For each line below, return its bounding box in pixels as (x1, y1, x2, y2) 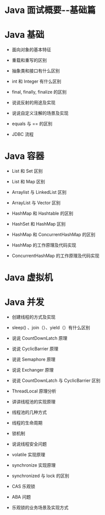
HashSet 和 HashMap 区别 (11, 221, 66, 227)
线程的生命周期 (11, 420, 43, 426)
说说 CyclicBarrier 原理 (11, 346, 59, 352)
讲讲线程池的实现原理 (11, 399, 55, 405)
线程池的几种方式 (11, 409, 47, 415)
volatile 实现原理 (11, 452, 46, 458)
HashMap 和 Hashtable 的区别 (11, 210, 74, 217)
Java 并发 (4, 297, 45, 308)
